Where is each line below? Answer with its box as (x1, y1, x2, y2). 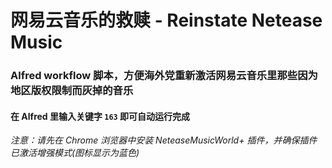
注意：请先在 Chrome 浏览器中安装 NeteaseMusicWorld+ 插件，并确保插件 (10, 134, 318, 146)
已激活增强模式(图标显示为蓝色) (10, 147, 140, 159)
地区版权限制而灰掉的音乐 (10, 84, 134, 98)
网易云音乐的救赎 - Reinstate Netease (10, 9, 323, 32)
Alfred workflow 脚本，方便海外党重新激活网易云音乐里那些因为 (10, 69, 318, 83)
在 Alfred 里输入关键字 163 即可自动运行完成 (10, 110, 191, 122)
